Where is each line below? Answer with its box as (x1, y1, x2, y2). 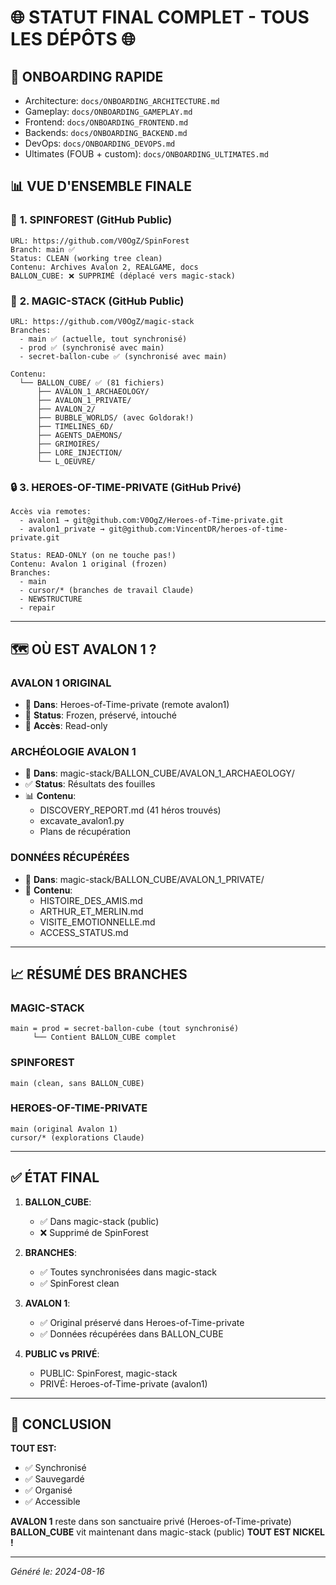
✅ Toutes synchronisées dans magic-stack (39, 1266, 218, 1278)
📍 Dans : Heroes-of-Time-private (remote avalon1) (24, 698, 230, 710)
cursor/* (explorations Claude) (10, 1132, 145, 1143)
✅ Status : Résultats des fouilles (24, 778, 156, 790)
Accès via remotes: (10, 507, 92, 517)
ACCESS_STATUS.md (39, 926, 129, 938)
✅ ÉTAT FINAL (10, 1169, 100, 1186)
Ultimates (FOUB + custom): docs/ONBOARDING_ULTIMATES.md (24, 148, 269, 160)
